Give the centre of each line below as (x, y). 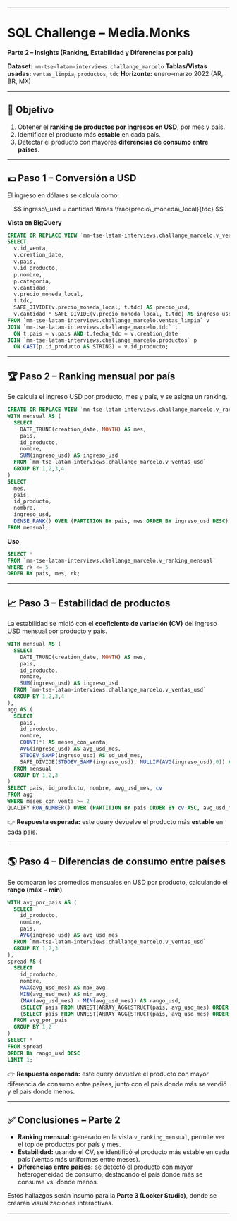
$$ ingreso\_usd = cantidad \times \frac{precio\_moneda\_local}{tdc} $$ (119, 209)
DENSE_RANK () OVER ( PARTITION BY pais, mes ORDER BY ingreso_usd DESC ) (121, 521)
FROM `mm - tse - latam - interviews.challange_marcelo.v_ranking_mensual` (112, 560)
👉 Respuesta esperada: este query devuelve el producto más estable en (115, 821)
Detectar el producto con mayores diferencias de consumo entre (113, 142)
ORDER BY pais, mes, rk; (44, 574)
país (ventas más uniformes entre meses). (79, 1160)
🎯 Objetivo (31, 110)
